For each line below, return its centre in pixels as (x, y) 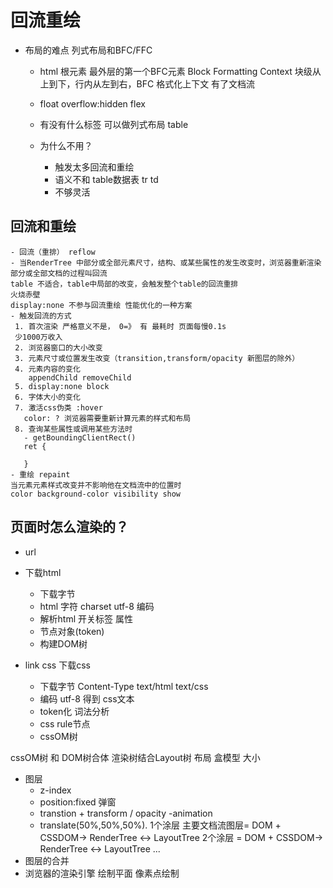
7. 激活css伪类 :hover (58, 407)
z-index (55, 790)
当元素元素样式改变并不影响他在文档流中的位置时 (96, 485)
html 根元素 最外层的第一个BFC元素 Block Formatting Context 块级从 (180, 71)
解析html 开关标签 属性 (86, 618)
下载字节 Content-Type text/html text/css (124, 686)
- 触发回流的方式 (41, 316)
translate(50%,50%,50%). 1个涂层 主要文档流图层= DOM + (160, 825)
